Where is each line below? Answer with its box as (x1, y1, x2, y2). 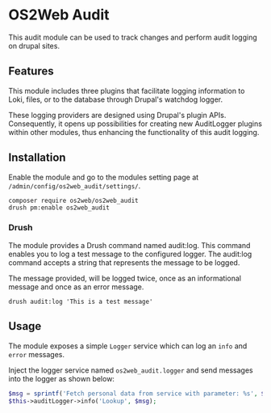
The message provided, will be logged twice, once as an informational (8, 273, 242, 283)
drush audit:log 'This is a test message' (8, 297, 153, 306)
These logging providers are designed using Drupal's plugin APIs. (8, 110, 227, 120)
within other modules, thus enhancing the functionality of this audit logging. (8, 127, 260, 137)
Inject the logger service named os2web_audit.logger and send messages (8, 365, 254, 375)
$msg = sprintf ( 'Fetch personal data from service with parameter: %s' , (8, 390, 258, 398)
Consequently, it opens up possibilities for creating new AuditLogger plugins (8, 119, 262, 129)
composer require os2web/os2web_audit (8, 196, 139, 204)
